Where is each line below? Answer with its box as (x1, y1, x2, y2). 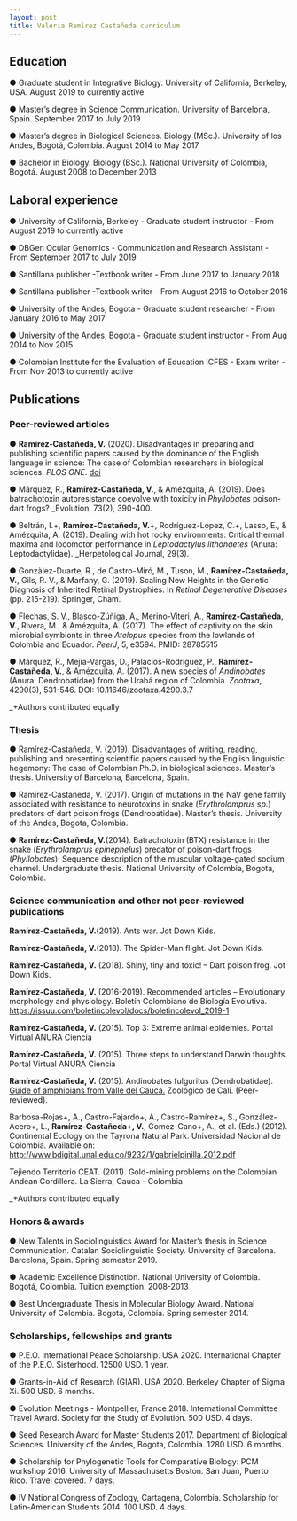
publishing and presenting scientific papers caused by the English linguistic (9, 753, 285, 764)
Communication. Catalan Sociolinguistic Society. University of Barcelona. (9, 1244, 277, 1255)
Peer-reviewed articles (9, 418, 110, 431)
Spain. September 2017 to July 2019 (9, 113, 141, 124)
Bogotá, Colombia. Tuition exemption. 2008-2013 (9, 1281, 189, 1291)
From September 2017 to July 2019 (9, 252, 137, 262)
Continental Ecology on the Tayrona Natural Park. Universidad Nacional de (9, 1131, 281, 1142)
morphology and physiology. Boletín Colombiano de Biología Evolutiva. (9, 996, 268, 1007)
